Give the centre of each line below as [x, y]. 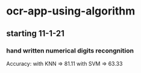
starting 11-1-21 [36, 33]
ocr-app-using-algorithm [71, 11]
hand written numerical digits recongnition [70, 51]
